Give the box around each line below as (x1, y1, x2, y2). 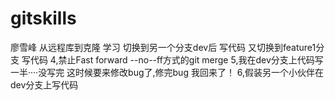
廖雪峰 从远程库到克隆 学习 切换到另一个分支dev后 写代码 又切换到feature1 (10, 41, 317, 53)
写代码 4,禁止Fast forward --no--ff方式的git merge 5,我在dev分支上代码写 (21, 53, 324, 66)
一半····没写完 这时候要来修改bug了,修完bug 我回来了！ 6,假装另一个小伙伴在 (10, 66, 325, 78)
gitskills (10, 7, 77, 30)
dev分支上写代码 (10, 78, 79, 91)
